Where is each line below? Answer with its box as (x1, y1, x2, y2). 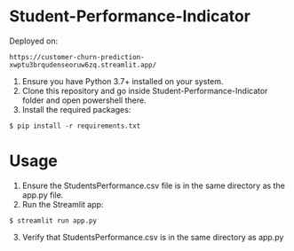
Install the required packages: (21, 104, 131, 114)
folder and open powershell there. (21, 95, 147, 106)
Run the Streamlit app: (21, 199, 104, 209)
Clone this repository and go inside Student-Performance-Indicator (21, 85, 268, 96)
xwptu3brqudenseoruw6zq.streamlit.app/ (9, 60, 157, 69)
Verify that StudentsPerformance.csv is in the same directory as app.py (21, 231, 284, 242)
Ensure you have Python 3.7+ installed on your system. (21, 75, 224, 86)
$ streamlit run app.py (9, 216, 98, 225)
